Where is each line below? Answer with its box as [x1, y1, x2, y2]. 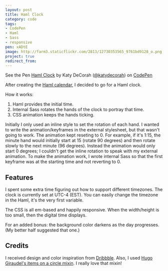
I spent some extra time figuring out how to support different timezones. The [5, 186, 163, 192]
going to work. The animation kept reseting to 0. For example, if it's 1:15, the [5, 132, 161, 138]
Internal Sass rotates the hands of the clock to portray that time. [12, 106, 144, 112]
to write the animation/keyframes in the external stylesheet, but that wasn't [5, 127, 160, 133]
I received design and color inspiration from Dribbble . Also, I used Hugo [5, 254, 153, 260]
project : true [5, 53, 35, 59]
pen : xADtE [5, 44, 28, 49]
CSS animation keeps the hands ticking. [12, 112, 94, 118]
